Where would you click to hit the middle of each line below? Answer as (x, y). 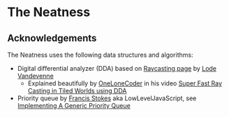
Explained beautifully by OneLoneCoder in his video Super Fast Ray (125, 83)
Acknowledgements (52, 38)
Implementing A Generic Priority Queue (74, 105)
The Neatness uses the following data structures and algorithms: (100, 55)
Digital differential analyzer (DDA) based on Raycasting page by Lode (117, 68)
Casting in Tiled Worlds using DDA (77, 91)
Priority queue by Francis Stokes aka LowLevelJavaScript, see (107, 98)
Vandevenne (35, 76)
